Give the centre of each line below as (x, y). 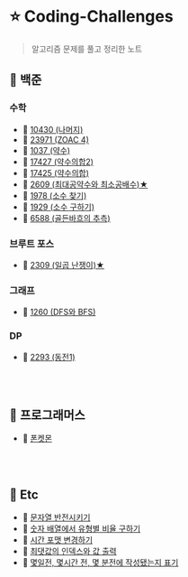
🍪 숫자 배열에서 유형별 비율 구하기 (81, 529)
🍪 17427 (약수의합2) (58, 162)
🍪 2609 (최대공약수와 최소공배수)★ (85, 184)
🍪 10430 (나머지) (53, 129)
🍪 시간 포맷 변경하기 (57, 540)
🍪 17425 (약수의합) (56, 172)
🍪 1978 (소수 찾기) (54, 195)
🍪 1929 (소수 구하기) (58, 207)
